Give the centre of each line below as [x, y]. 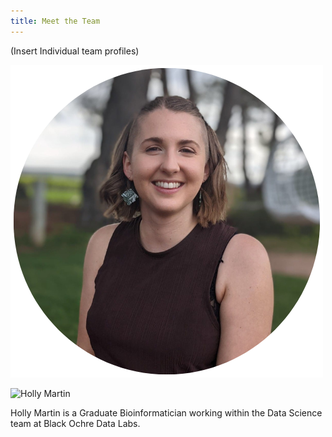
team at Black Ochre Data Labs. [75, 423]
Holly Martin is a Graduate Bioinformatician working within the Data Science [166, 412]
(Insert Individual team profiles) [75, 51]
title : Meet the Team [55, 21]
